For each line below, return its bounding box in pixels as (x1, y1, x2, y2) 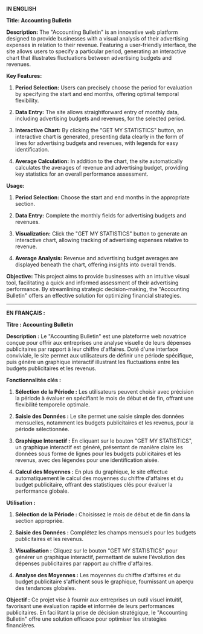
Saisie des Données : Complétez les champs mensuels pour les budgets (14, 529, 196, 536)
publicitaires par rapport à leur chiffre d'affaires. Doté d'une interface (6, 345, 179, 353)
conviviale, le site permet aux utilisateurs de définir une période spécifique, (6, 352, 194, 359)
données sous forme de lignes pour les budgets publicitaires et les (14, 450, 181, 457)
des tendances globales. (14, 584, 77, 591)
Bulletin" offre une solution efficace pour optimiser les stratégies (6, 615, 167, 623)
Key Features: (6, 72, 42, 79)
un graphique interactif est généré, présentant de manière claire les (14, 444, 183, 450)
